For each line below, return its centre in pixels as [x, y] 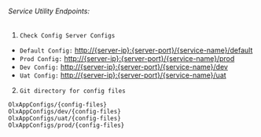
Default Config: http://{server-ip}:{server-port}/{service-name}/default [136, 50]
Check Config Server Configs [67, 36]
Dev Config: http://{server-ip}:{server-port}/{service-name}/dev [123, 67]
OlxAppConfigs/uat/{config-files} [65, 119]
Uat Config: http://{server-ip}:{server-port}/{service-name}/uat [123, 75]
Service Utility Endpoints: [49, 11]
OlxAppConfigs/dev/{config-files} [65, 112]
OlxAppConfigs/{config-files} [58, 105]
